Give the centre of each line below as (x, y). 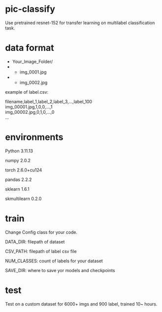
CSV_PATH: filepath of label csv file (41, 251)
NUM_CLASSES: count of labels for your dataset (54, 261)
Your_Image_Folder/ (32, 61)
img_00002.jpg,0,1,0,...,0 (30, 112)
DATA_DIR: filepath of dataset (35, 242)
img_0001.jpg (33, 72)
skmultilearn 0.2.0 (23, 199)
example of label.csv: (27, 92)
